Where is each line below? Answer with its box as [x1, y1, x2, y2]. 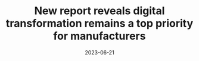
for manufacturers [53, 30, 146, 43]
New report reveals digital [34, 4, 165, 18]
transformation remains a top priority [5, 17, 194, 30]
